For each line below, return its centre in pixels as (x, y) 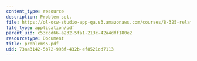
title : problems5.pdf (33, 44)
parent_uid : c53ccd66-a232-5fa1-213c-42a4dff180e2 (69, 33)
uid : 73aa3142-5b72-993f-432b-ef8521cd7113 (60, 49)
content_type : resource (35, 11)
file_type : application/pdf (40, 28)
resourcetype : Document (35, 38)
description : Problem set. (39, 17)
